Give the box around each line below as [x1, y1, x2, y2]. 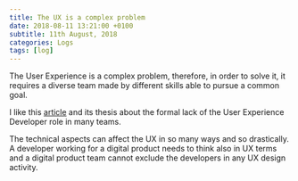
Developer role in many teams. [9, 117, 122, 128]
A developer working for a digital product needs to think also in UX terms [9, 144, 277, 154]
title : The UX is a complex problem [9, 12, 145, 22]
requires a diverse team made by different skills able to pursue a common [9, 80, 280, 91]
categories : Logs [9, 37, 74, 47]
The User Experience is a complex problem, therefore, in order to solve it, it [9, 70, 286, 81]
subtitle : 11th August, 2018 [9, 29, 118, 38]
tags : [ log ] [9, 46, 54, 55]
